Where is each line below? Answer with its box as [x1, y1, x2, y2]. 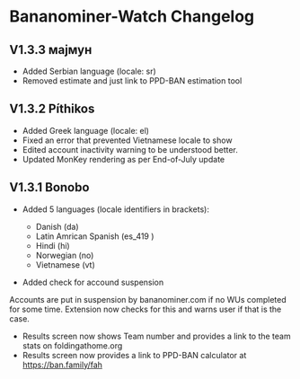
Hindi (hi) [35, 240, 70, 251]
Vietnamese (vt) [35, 259, 96, 270]
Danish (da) [35, 221, 79, 232]
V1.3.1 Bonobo [9, 180, 90, 195]
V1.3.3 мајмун [9, 42, 93, 57]
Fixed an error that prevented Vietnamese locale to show [22, 135, 233, 145]
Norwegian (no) [35, 250, 94, 260]
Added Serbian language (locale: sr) [22, 66, 157, 76]
